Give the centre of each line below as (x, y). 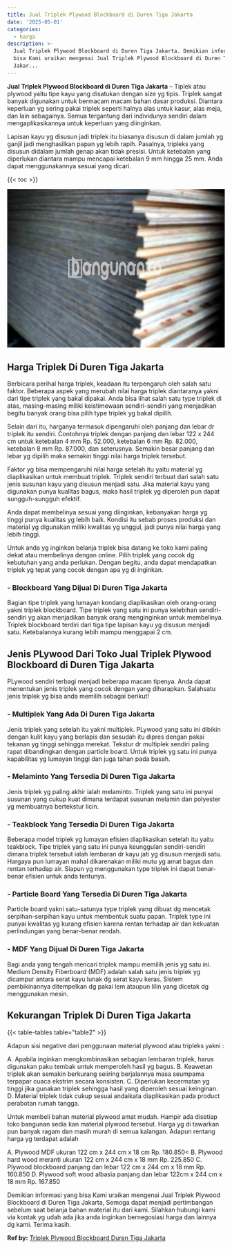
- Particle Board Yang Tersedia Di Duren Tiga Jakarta (97, 895)
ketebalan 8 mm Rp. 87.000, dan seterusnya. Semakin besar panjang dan (111, 449)
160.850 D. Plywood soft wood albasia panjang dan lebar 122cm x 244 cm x (115, 1174)
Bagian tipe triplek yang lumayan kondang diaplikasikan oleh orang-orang (112, 603)
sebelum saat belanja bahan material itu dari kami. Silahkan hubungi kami (111, 1210)
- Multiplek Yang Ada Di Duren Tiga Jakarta (81, 715)
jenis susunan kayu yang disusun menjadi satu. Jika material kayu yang (109, 484)
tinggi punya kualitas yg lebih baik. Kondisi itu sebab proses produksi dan (112, 520)
